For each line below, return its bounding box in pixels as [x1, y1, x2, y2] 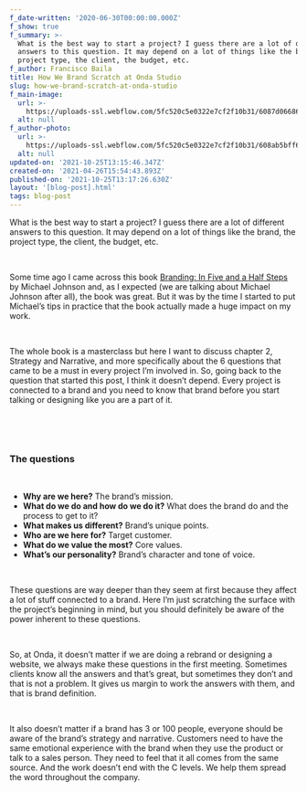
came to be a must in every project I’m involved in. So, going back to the [9, 365, 281, 375]
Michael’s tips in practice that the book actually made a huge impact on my [9, 301, 291, 312]
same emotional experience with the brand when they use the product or [9, 743, 284, 754]
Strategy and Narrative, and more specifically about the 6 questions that [9, 355, 281, 366]
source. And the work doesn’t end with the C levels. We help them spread [9, 762, 287, 773]
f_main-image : [9, 90, 64, 99]
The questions [9, 452, 75, 465]
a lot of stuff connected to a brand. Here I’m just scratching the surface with [9, 595, 295, 606]
